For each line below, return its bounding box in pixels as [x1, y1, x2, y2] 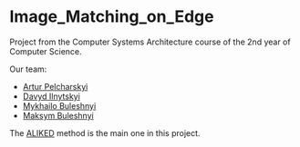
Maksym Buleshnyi [22, 110, 94, 121]
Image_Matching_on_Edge [9, 6, 214, 27]
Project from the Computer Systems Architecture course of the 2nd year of [9, 36, 291, 47]
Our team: [9, 64, 47, 74]
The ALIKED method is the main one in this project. [9, 127, 201, 138]
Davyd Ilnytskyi [22, 91, 80, 102]
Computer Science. [9, 45, 82, 56]
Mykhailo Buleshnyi [22, 100, 97, 111]
